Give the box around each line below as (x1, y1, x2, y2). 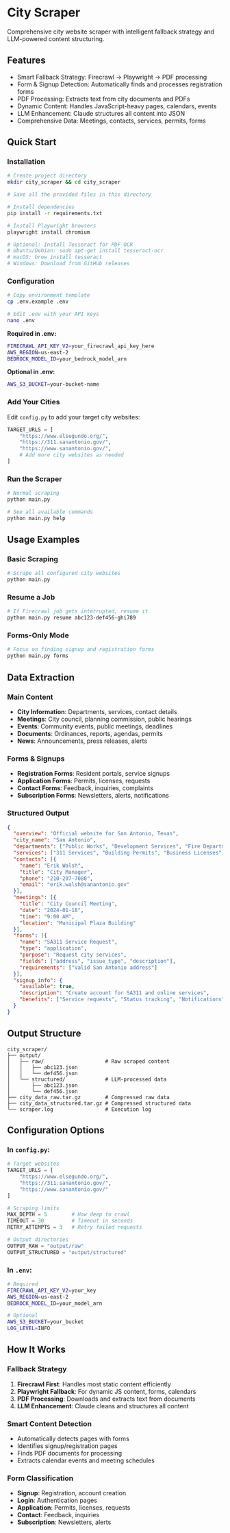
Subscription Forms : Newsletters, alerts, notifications (16, 792, 169, 800)
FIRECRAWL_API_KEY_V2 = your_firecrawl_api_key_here (7, 343, 155, 349)
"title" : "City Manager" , (19, 868, 94, 875)
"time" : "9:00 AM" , (19, 913, 75, 920)
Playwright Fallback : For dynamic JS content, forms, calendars (16, 1387, 196, 1395)
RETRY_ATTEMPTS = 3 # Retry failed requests (7, 1224, 142, 1231)
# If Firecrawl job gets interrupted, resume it (7, 608, 149, 615)
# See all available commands (7, 508, 94, 515)
